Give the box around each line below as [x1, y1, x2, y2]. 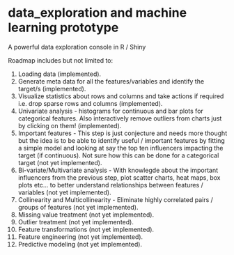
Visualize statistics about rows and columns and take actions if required [17, 92, 224, 100]
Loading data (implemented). [17, 70, 102, 78]
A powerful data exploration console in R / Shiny [8, 42, 146, 51]
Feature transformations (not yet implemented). [17, 225, 155, 233]
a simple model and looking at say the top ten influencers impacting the [17, 144, 224, 152]
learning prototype [8, 20, 119, 36]
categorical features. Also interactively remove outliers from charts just [17, 114, 222, 123]
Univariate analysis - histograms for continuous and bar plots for [17, 107, 204, 115]
